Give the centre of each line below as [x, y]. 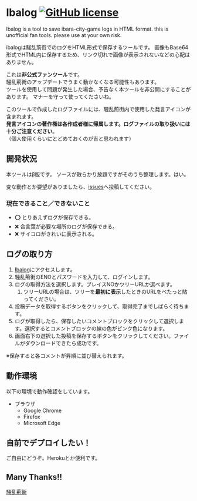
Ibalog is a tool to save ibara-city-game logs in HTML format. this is [87, 29]
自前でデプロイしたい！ [48, 443]
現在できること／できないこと [48, 203]
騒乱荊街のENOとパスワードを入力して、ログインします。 [84, 277]
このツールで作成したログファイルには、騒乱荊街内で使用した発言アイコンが [98, 109]
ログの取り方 [29, 254]
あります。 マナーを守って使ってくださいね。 [60, 97]
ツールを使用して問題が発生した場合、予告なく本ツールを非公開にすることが [98, 89]
